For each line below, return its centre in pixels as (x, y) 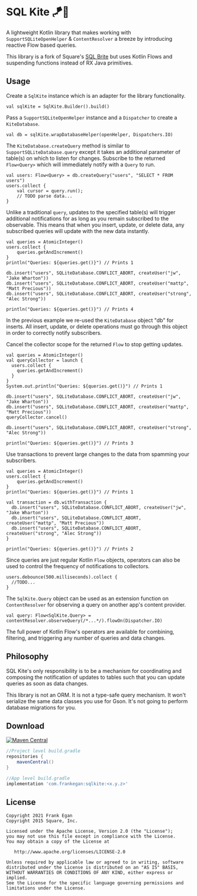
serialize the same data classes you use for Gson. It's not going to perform (97, 701)
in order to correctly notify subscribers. (54, 333)
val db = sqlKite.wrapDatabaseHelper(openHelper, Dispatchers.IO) (90, 134)
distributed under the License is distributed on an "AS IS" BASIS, (92, 868)
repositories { (25, 757)
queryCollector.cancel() (37, 417)
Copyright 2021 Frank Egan (39, 816)
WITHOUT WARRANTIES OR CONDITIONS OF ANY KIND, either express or (90, 873)
